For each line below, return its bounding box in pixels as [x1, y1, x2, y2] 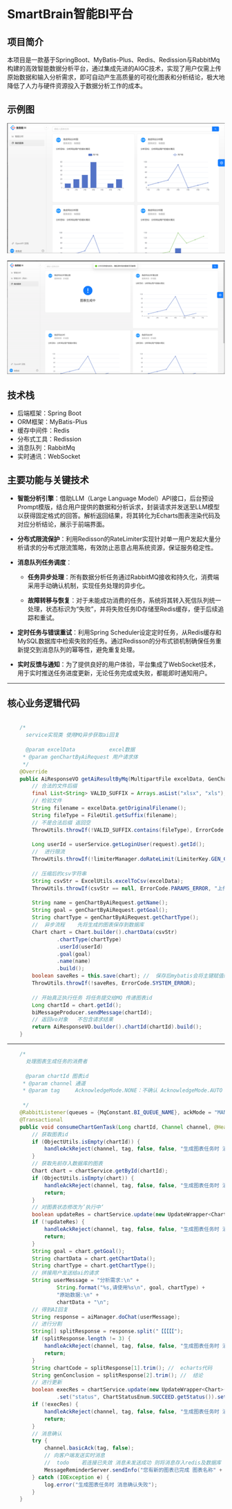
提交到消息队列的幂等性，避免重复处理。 [23, 645, 139, 654]
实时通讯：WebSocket [17, 452, 81, 460]
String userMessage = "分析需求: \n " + [32, 1277, 139, 1284]
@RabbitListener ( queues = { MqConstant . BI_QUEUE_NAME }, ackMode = [19, 1109, 212, 1116]
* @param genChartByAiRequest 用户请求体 [22, 753, 138, 760]
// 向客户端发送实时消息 [43, 1452, 106, 1459]
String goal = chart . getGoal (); [32, 1247, 126, 1254]
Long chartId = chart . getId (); [32, 1001, 122, 1009]
